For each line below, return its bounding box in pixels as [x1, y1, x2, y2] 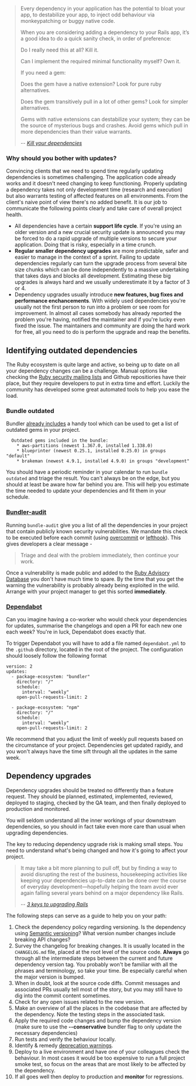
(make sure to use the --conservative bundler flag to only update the [14, 1023, 183, 1030]
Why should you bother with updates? [6, 154, 117, 162]
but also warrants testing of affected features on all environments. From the [6, 192, 188, 199]
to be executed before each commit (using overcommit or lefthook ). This [6, 534, 181, 541]
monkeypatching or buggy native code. [20, 18, 115, 24]
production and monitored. [6, 805, 71, 812]
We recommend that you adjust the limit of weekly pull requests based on [6, 736, 183, 742]
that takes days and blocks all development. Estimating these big [14, 272, 171, 279]
